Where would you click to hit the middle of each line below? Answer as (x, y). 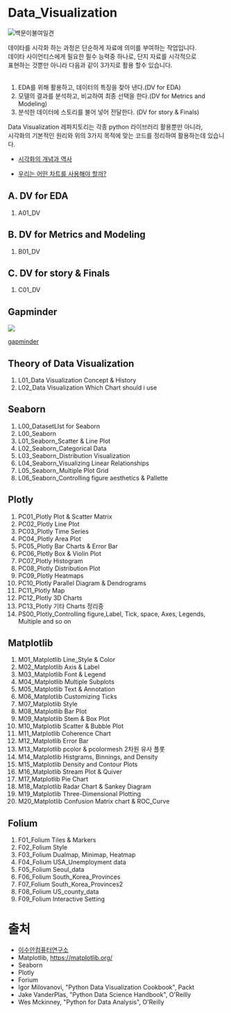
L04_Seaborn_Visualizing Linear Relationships (84, 463)
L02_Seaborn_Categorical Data (62, 448)
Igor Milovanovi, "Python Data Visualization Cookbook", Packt (106, 987)
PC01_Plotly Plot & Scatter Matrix (65, 517)
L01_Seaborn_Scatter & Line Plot (64, 441)
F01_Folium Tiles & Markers (57, 840)
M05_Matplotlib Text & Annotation (66, 689)
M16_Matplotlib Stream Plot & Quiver (70, 772)
